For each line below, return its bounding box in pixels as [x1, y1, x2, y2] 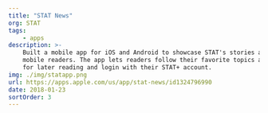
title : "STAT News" [8, 11, 73, 20]
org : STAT [8, 19, 41, 27]
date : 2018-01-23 [8, 85, 66, 94]
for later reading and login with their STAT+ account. [22, 64, 213, 72]
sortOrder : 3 [8, 93, 52, 101]
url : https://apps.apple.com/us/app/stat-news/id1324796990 [8, 78, 213, 86]
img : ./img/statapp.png [8, 71, 88, 79]
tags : [8, 26, 26, 34]
